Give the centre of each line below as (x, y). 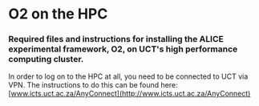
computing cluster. (46, 59)
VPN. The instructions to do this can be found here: (93, 85)
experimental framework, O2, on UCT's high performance (123, 49)
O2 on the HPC (58, 14)
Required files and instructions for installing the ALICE (116, 39)
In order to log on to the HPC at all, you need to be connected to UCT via (128, 76)
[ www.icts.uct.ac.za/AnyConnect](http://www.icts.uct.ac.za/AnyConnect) (129, 94)
